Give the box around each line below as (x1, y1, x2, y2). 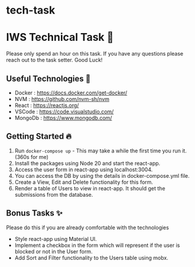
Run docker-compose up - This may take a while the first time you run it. (14, 147, 187, 154)
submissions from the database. (14, 191, 93, 198)
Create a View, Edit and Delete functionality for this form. (14, 178, 154, 185)
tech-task (6, 4, 56, 17)
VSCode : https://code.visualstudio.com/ (14, 108, 114, 115)
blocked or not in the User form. (14, 248, 93, 255)
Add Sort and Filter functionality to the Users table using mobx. (14, 254, 168, 261)
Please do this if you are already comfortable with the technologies (6, 224, 170, 231)
